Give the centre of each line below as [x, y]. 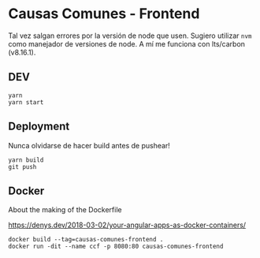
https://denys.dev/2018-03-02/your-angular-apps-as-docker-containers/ [127, 225]
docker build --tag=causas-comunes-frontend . [86, 240]
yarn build [26, 160]
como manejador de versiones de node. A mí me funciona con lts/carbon [127, 43]
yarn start [26, 102]
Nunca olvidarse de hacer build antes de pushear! [89, 145]
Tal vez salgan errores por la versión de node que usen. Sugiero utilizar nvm [130, 36]
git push [22, 166]
